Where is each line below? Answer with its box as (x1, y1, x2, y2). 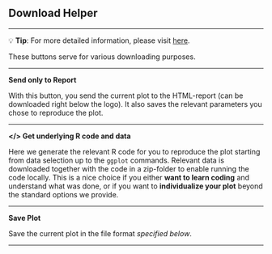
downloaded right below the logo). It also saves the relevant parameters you (8, 99, 263, 108)
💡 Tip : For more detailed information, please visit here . (8, 36, 190, 45)
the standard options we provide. (8, 189, 119, 199)
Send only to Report (8, 74, 77, 84)
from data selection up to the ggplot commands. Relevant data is (8, 155, 225, 165)
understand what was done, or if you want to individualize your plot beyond (8, 181, 263, 191)
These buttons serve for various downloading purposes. (8, 52, 196, 61)
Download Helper (8, 6, 99, 20)
